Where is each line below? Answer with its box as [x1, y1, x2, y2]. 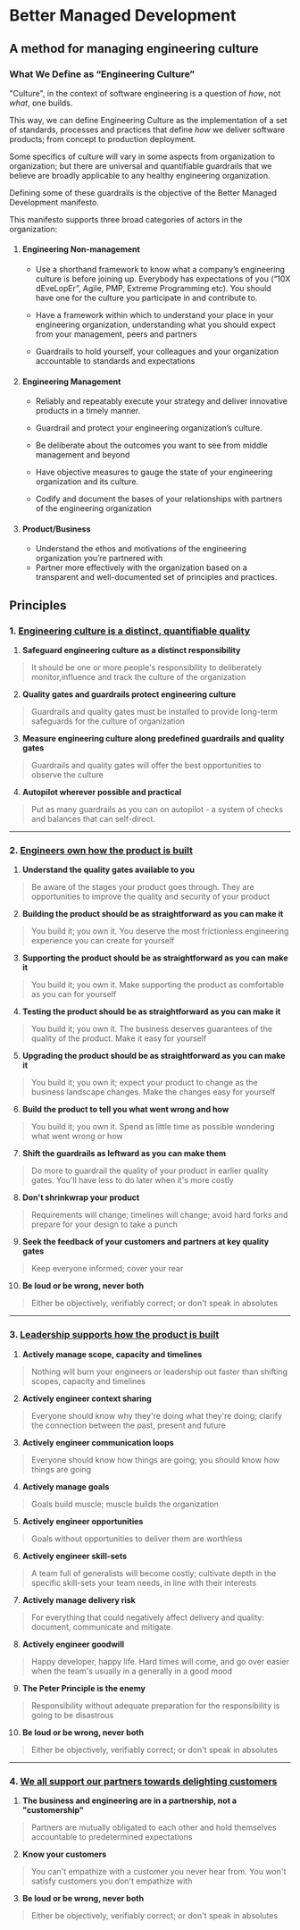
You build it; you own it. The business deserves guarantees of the [30, 1024, 272, 1035]
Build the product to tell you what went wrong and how [21, 1104, 229, 1115]
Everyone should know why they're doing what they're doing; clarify [30, 1410, 283, 1421]
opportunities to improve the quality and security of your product [30, 891, 271, 902]
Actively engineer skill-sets [21, 1550, 128, 1561]
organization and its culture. [35, 476, 139, 487]
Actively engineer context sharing [21, 1393, 152, 1404]
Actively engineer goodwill [21, 1639, 125, 1649]
